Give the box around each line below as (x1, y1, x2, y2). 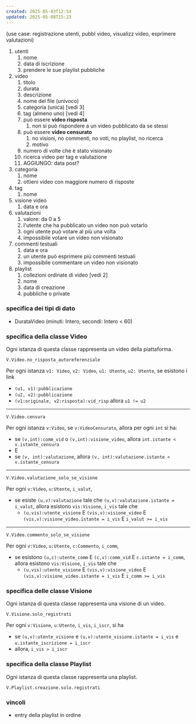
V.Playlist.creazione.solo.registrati (6, 685, 100, 691)
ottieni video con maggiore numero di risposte (23, 178, 134, 185)
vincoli (6, 698, 26, 706)
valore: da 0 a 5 (23, 215, 61, 222)
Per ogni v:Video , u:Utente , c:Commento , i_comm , (6, 542, 119, 550)
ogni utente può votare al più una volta (23, 227, 116, 235)
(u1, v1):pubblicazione (14, 386, 73, 392)
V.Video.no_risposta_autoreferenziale (6, 357, 100, 363)
